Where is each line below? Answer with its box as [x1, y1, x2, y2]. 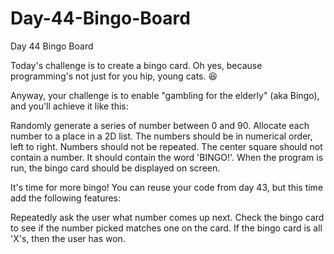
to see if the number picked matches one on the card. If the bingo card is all [10, 222, 323, 234]
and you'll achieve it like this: [10, 100, 129, 112]
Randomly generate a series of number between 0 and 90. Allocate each [10, 119, 310, 131]
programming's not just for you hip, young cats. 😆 [10, 70, 218, 82]
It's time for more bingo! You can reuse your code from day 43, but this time [10, 181, 324, 193]
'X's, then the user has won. [10, 232, 126, 244]
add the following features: [10, 192, 122, 204]
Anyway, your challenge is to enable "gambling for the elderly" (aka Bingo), [10, 89, 320, 101]
